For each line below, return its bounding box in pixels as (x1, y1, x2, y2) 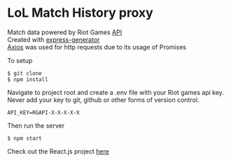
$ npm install (7, 75, 49, 83)
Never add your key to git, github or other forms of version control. (7, 96, 199, 104)
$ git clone (7, 70, 42, 77)
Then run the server (7, 121, 65, 130)
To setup (7, 56, 33, 64)
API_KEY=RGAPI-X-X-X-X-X (7, 109, 80, 116)
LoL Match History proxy (7, 5, 154, 21)
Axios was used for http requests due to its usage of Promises (7, 43, 187, 51)
